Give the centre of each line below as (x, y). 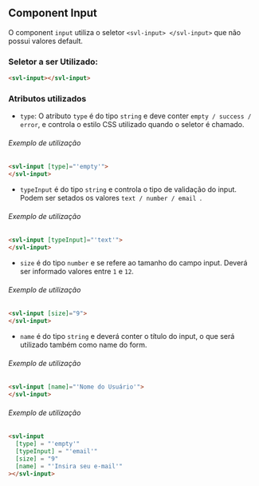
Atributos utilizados (47, 98)
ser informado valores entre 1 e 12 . (77, 272)
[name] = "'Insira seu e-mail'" (69, 466)
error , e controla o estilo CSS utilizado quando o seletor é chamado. (132, 125)
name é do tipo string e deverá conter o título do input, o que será (127, 337)
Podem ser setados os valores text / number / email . (111, 198)
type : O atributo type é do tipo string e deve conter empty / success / (135, 116)
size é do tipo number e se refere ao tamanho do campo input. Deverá (133, 263)
